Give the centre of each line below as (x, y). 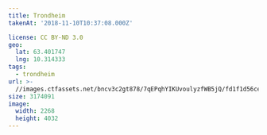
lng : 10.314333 (41, 60)
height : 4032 (37, 119)
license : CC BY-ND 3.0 (46, 37)
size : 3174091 (32, 96)
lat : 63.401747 (41, 52)
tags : (17, 67)
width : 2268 (35, 111)
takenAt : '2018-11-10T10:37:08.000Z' (71, 23)
